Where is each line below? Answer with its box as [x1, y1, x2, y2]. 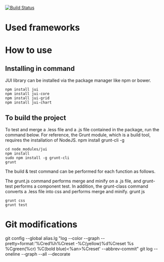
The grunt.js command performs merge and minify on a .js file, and [5, 178, 142, 184]
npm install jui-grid [5, 96, 50, 101]
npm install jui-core [5, 92, 50, 97]
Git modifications [5, 219, 78, 230]
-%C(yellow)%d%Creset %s [76, 240, 134, 246]
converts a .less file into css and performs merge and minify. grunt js [5, 189, 145, 194]
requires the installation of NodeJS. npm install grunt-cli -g [5, 137, 125, 143]
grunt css [5, 198, 26, 203]
